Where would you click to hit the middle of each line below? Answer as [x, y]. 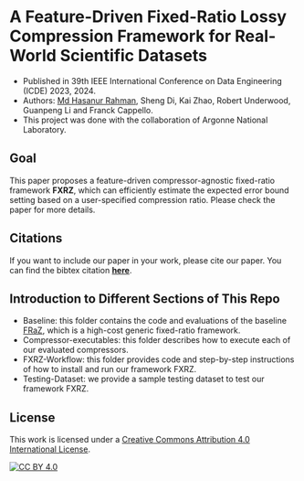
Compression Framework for [121, 36]
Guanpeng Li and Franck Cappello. [88, 110]
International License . [50, 449]
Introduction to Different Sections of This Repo [145, 299]
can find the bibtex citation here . [71, 270]
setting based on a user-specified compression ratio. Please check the [142, 199]
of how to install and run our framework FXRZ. [110, 369]
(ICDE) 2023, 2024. [59, 91]
